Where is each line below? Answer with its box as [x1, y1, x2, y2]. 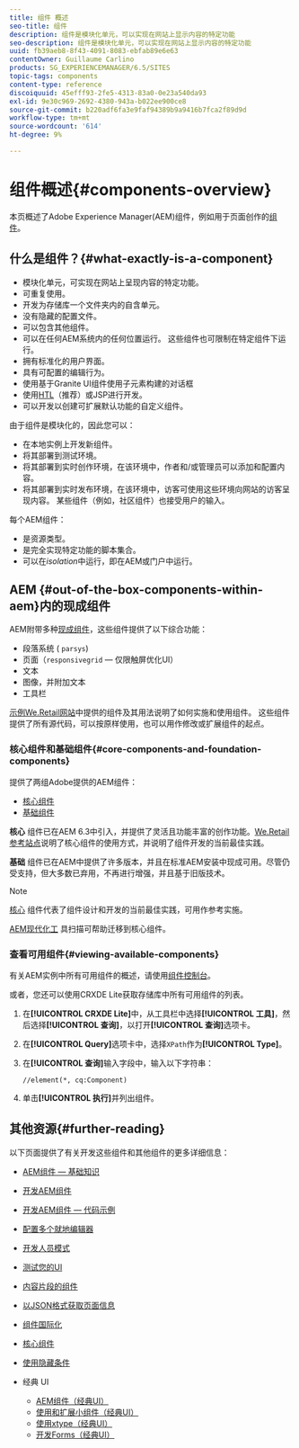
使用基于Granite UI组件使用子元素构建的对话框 [22, 378, 194, 389]
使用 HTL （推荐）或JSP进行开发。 [22, 389, 148, 400]
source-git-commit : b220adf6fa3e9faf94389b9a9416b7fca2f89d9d [9, 105, 247, 114]
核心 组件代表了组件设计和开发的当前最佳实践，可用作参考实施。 [9, 904, 248, 915]
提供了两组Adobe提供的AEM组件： [9, 776, 138, 787]
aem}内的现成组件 [9, 599, 110, 614]
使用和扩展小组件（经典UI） [35, 1407, 139, 1417]
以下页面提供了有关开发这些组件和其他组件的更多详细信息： [9, 1147, 230, 1158]
